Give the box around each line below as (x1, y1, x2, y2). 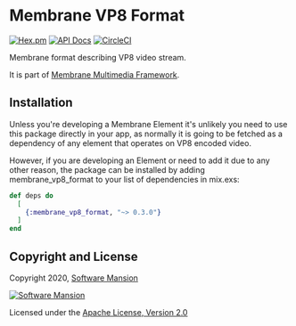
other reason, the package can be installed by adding (9, 164, 205, 175)
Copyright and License (9, 249, 138, 264)
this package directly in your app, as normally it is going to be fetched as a (9, 128, 284, 139)
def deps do (9, 191, 53, 200)
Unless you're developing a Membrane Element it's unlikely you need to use (9, 118, 288, 129)
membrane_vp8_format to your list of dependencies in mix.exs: (9, 174, 240, 184)
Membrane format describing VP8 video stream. (9, 52, 187, 62)
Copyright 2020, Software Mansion (9, 273, 138, 283)
